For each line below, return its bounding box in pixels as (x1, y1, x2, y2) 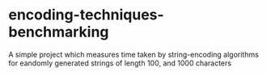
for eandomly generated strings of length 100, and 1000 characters (8, 58, 232, 68)
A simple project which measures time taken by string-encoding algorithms (8, 49, 259, 59)
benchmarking (8, 23, 109, 41)
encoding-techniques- (8, 6, 164, 24)
